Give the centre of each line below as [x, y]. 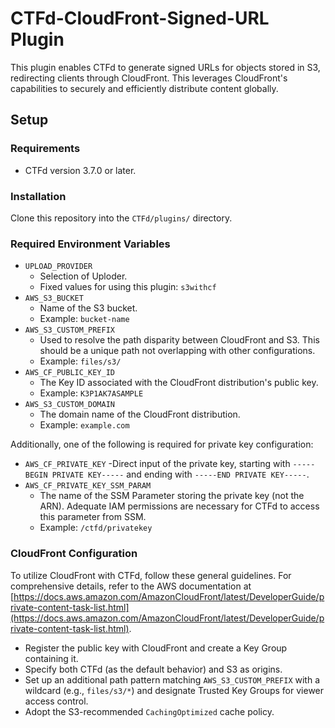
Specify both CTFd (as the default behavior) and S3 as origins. [153, 669]
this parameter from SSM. [93, 517]
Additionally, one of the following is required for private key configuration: [162, 444]
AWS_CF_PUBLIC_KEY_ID [69, 373]
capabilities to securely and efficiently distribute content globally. [144, 88]
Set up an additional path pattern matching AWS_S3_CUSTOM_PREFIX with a [172, 679]
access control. [56, 701]
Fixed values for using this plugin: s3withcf [128, 287]
